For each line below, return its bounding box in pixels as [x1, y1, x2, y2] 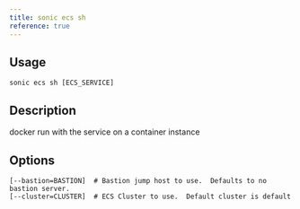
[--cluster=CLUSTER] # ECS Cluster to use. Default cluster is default [9, 192, 292, 201]
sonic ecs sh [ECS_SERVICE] [9, 78, 115, 88]
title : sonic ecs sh [9, 13, 87, 22]
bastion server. [9, 184, 70, 193]
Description [9, 102, 76, 118]
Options [9, 152, 56, 168]
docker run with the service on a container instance [9, 126, 200, 137]
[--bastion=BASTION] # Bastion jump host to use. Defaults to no [9, 176, 268, 185]
